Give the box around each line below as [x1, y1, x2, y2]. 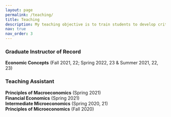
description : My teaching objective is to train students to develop [5, 21, 156, 27]
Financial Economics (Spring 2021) [5, 95, 80, 101]
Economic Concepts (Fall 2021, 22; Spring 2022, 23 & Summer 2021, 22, [5, 60, 159, 66]
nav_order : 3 [5, 31, 33, 36]
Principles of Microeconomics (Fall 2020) [5, 106, 94, 112]
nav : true [5, 27, 26, 32]
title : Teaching [5, 17, 40, 22]
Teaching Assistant [5, 78, 54, 85]
